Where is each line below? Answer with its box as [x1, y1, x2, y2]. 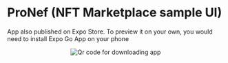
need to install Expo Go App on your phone [7, 34, 129, 42]
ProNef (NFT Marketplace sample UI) [7, 5, 222, 21]
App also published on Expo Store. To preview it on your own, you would [7, 27, 214, 36]
